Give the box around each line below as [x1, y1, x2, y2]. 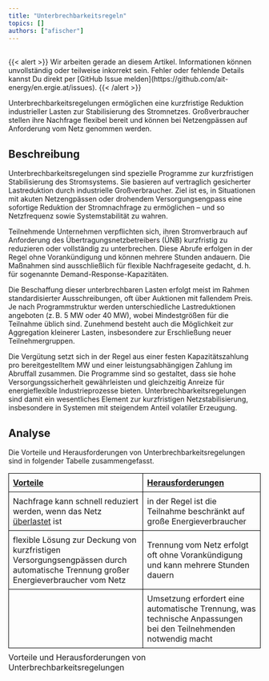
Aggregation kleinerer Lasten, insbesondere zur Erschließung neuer [8, 328, 232, 337]
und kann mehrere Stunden [147, 560, 250, 570]
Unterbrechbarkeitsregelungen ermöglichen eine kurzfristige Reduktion [8, 98, 244, 108]
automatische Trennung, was [147, 603, 256, 614]
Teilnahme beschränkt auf [147, 506, 246, 516]
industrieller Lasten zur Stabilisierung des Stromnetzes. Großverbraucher [8, 107, 250, 116]
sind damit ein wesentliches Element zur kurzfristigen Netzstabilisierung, [8, 394, 248, 404]
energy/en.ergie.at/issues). [8, 83, 98, 92]
